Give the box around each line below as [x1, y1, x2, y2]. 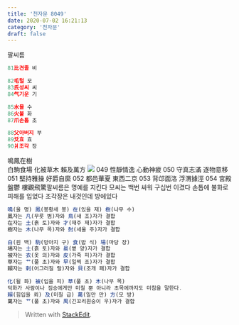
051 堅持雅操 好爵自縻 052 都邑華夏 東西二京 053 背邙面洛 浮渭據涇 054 [7, 175, 218, 182]
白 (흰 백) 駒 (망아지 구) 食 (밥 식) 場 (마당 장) [7, 238, 130, 246]
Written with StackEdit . [24, 310, 92, 319]
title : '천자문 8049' [7, 10, 68, 18]
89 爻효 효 [7, 136, 33, 143]
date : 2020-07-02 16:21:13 [7, 17, 87, 24]
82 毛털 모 [7, 77, 33, 85]
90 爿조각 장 [7, 143, 38, 150]
